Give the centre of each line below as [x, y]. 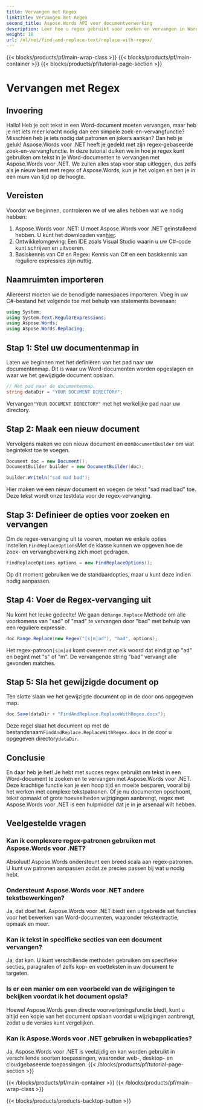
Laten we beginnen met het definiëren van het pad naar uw [80, 362]
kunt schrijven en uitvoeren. [50, 248]
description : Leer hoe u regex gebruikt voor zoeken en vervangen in [96, 29]
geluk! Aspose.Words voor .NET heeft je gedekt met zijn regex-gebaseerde [100, 144]
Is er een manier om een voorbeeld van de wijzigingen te [91, 989]
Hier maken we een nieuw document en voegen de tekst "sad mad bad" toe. [101, 489]
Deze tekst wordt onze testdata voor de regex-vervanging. [79, 496]
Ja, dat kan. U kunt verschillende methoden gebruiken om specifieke [92, 960]
